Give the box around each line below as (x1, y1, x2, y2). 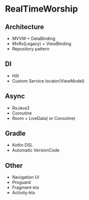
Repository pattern (12, 46, 50, 51)
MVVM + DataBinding (12, 35, 56, 41)
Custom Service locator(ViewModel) (12, 78, 85, 83)
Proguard (12, 180, 31, 185)
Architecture (5, 23, 44, 31)
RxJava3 (12, 105, 30, 111)
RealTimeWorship (5, 3, 78, 15)
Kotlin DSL (12, 142, 33, 148)
